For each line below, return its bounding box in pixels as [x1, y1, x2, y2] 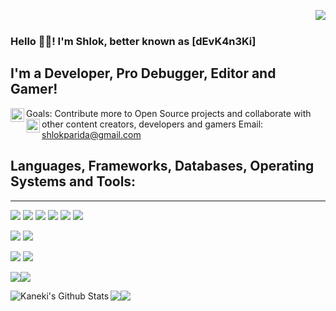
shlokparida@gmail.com [41, 128, 142, 140]
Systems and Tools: [10, 173, 137, 190]
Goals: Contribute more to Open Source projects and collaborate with [26, 107, 312, 119]
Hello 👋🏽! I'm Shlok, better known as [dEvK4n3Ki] [10, 34, 257, 48]
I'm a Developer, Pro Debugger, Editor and [10, 65, 277, 82]
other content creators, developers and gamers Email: [41, 118, 264, 130]
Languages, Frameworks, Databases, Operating [10, 158, 315, 175]
